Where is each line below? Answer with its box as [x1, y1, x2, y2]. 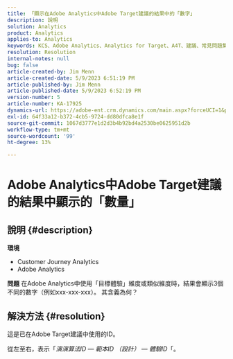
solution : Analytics [7, 23, 67, 30]
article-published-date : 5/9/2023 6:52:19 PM [7, 87, 141, 94]
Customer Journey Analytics [17, 258, 99, 266]
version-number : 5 [7, 94, 60, 101]
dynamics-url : [7, 107, 49, 114]
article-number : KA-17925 [7, 100, 82, 107]
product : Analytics [7, 29, 64, 37]
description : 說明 [7, 17, 58, 24]
